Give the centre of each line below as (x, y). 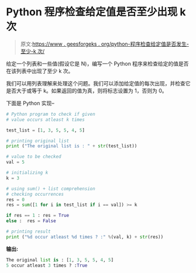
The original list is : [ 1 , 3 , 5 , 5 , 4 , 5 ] (60, 260)
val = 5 (16, 162)
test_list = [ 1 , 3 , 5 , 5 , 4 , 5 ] (45, 130)
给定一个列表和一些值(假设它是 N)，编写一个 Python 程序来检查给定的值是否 (97, 63)
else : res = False (31, 221)
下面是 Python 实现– (30, 103)
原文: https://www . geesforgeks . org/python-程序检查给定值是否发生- (104, 44)
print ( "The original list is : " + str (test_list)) (72, 146)
